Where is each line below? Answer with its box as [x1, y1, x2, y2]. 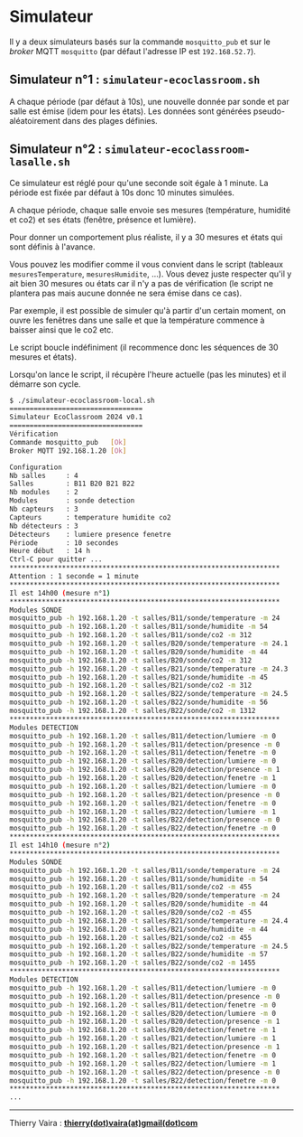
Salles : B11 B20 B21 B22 [9, 479, 135, 489]
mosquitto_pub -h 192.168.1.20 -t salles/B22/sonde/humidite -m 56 [9, 698, 269, 707]
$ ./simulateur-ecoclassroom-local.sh [9, 396, 155, 405]
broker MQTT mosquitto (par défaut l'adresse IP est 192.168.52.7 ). [9, 45, 257, 56]
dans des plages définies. [62, 115, 158, 126]
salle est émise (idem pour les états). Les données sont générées [9, 106, 252, 117]
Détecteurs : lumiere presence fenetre [9, 530, 171, 539]
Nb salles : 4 [9, 471, 78, 480]
